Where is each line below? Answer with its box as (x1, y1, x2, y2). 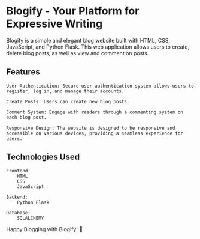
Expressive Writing (6, 17, 103, 31)
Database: (6, 210, 31, 216)
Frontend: (6, 168, 31, 174)
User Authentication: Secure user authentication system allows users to (6, 83, 195, 89)
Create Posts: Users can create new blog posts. (6, 98, 130, 104)
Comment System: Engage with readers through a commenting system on (6, 109, 184, 115)
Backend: (6, 194, 28, 200)
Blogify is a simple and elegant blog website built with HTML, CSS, (6, 37, 171, 44)
